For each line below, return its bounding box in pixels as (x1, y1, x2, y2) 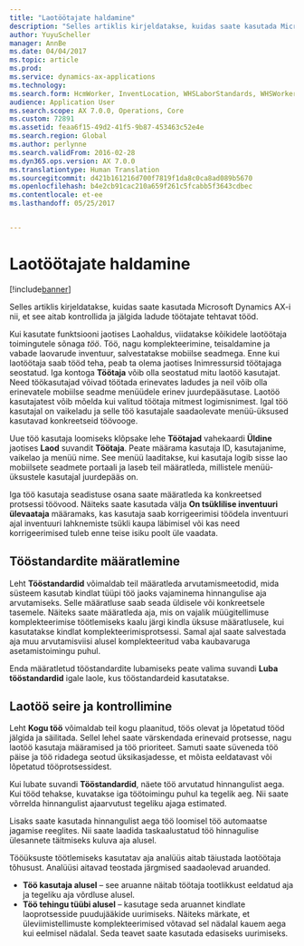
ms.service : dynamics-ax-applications (9, 73, 156, 82)
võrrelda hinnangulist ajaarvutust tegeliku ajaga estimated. (9, 798, 228, 809)
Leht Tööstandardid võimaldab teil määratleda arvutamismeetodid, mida (9, 578, 280, 589)
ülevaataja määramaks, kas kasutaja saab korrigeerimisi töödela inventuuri (9, 508, 289, 519)
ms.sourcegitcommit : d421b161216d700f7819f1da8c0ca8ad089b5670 (9, 173, 253, 182)
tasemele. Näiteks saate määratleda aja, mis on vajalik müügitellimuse (9, 607, 270, 618)
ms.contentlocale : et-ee (9, 190, 103, 200)
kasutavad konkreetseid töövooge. (9, 414, 138, 426)
